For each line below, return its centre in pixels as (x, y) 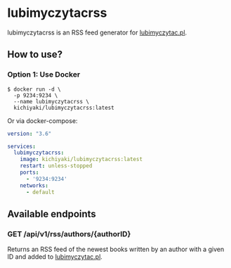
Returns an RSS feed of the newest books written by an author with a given (116, 249)
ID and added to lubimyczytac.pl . (55, 257)
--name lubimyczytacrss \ (52, 101)
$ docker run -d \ (34, 89)
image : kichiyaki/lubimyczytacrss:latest (81, 160)
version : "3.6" (29, 134)
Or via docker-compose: (42, 120)
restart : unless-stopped (56, 166)
